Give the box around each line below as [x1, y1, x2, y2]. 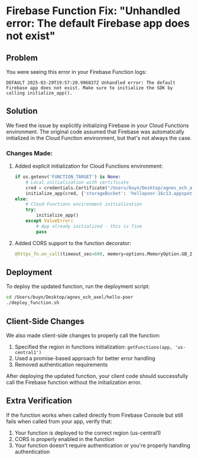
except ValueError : [25, 218, 74, 224]
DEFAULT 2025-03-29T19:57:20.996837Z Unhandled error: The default [6, 80, 176, 86]
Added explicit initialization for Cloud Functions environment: [14, 162, 163, 169]
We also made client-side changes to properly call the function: [6, 332, 161, 339]
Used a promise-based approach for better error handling [14, 354, 155, 361]
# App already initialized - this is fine [36, 223, 142, 229]
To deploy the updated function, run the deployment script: [6, 283, 150, 290]
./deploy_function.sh [6, 300, 60, 306]
